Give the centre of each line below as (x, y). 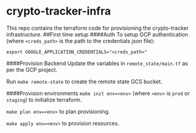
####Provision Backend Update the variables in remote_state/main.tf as (97, 63)
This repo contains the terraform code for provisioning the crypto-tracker (98, 28)
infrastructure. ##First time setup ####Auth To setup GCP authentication (97, 34)
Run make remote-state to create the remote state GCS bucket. (84, 81)
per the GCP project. (32, 70)
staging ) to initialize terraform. (44, 100)
